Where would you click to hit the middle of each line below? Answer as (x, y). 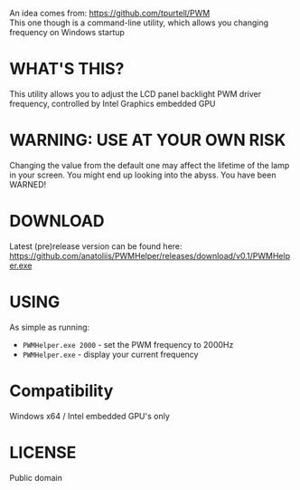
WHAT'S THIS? (67, 69)
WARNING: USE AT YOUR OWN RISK (148, 140)
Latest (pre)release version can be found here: (96, 246)
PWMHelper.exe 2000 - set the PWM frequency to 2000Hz (128, 344)
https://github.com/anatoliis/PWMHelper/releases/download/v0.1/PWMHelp (150, 255)
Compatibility (61, 391)
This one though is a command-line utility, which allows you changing (139, 23)
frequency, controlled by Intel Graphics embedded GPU (112, 103)
